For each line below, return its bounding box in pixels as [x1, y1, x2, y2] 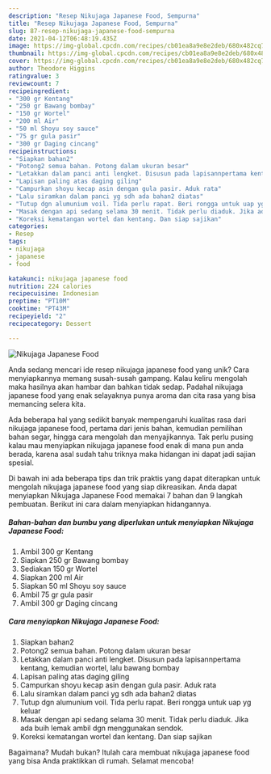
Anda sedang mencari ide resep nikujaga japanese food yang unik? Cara [8, 365, 250, 374]
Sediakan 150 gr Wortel [19, 564, 98, 573]
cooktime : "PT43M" [8, 305, 70, 313]
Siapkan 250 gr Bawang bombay [19, 555, 129, 565]
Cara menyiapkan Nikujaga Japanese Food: [8, 616, 160, 627]
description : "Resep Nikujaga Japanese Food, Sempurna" [8, 11, 200, 20]
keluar [19, 705, 42, 716]
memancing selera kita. [8, 399, 86, 408]
